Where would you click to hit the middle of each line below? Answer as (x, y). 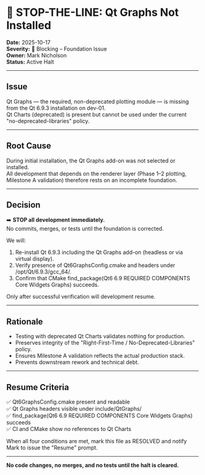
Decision (23, 205)
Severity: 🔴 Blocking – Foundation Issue (57, 49)
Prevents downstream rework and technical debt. (77, 362)
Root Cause (29, 146)
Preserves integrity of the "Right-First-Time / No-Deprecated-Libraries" (105, 343)
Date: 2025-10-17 (28, 42)
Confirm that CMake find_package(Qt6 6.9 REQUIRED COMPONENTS (103, 278)
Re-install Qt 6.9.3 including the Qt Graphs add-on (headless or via (99, 252)
